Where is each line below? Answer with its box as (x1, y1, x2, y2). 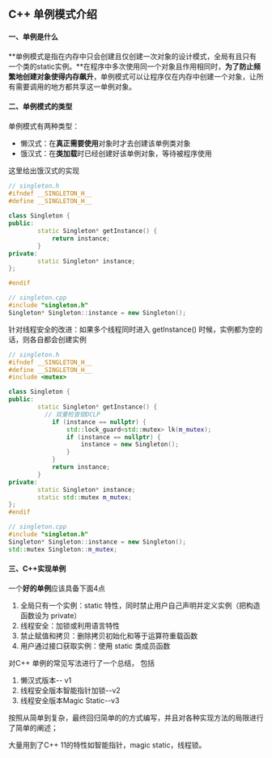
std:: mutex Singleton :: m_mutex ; (8, 545, 117, 553)
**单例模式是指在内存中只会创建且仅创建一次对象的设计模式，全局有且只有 (8, 51, 257, 61)
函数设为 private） (19, 610, 82, 620)
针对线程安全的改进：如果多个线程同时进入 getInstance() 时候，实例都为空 (8, 324, 256, 334)
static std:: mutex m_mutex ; (37, 493, 132, 502)
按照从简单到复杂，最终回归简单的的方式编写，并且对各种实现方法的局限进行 (8, 713, 264, 722)
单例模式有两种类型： (8, 121, 79, 131)
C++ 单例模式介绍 (8, 7, 98, 22)
